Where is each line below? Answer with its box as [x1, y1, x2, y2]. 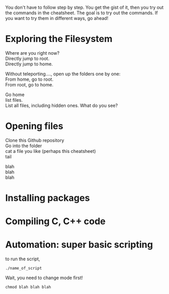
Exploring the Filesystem [5, 33, 113, 45]
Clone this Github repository [5, 137, 65, 143]
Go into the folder [5, 143, 42, 149]
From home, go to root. [5, 76, 53, 82]
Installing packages [5, 192, 90, 204]
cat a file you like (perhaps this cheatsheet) [5, 148, 96, 154]
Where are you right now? [5, 50, 60, 56]
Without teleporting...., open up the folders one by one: [5, 71, 121, 77]
